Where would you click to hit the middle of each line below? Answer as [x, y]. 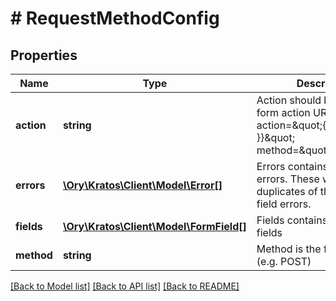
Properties [44, 55]
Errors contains [292, 166]
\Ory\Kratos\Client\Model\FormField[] [154, 226]
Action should [289, 100]
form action [283, 112]
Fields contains [292, 220]
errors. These [288, 179]
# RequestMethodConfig [115, 18]
